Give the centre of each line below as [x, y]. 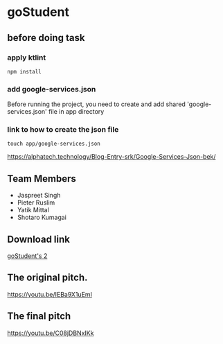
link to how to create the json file [63, 130]
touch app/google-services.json [54, 144]
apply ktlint [27, 58]
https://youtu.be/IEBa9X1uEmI [50, 294]
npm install [24, 71]
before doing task [46, 38]
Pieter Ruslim [36, 203]
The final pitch [39, 316]
